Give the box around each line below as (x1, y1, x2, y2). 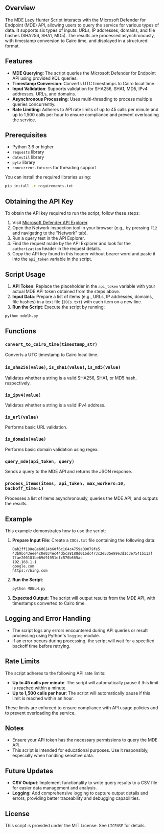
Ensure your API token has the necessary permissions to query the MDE (12, 737, 158, 743)
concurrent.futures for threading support (12, 165, 96, 171)
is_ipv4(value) (5, 392, 42, 398)
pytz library (12, 159, 36, 165)
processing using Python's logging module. (12, 632, 100, 638)
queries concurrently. (12, 101, 56, 107)
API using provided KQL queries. (12, 75, 78, 81)
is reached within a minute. (12, 685, 67, 691)
